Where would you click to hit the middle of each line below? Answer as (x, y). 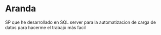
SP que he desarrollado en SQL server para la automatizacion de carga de (80, 22)
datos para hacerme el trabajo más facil (45, 27)
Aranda (20, 9)
